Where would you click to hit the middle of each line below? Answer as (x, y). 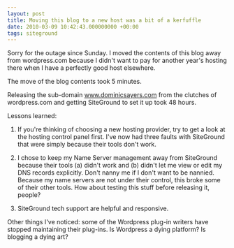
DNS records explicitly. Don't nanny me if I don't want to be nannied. (116, 173)
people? (29, 195)
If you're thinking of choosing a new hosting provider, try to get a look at (121, 129)
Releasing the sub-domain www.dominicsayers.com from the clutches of (112, 95)
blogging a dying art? (38, 237)
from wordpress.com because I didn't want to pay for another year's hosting (117, 61)
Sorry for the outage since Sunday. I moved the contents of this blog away (114, 53)
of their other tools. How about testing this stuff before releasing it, (113, 188)
